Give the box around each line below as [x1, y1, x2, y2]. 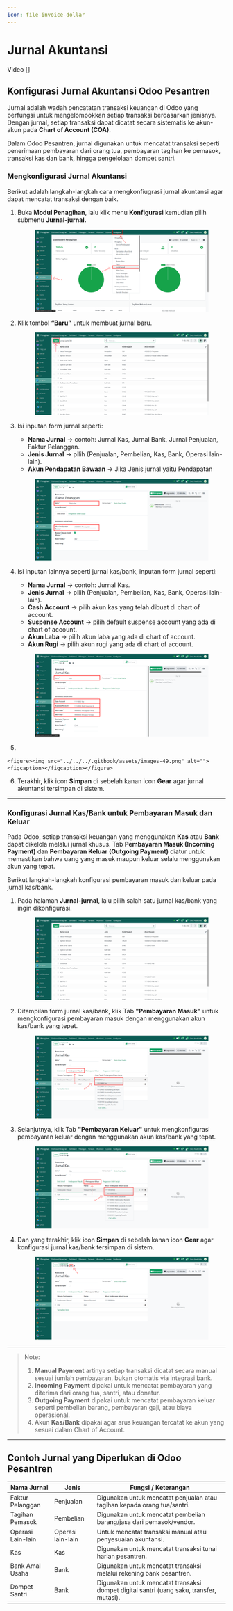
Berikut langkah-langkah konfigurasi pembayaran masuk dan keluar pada [7, 876, 216, 884]
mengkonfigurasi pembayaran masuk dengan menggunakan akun [17, 1014, 205, 1023]
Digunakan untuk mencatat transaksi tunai [96, 1544, 217, 1553]
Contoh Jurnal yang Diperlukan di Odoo [7, 1452, 182, 1464]
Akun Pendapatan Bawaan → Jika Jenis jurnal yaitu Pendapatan [27, 465, 213, 473]
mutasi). [96, 1594, 121, 1602]
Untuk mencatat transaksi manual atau [96, 1528, 207, 1536]
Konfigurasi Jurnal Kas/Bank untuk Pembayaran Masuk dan [7, 808, 213, 817]
